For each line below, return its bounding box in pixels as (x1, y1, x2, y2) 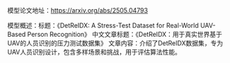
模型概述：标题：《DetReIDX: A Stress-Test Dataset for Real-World (7, 21, 200, 30)
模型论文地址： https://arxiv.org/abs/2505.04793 (7, 6, 149, 14)
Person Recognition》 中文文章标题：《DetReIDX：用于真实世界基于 (27, 30, 223, 38)
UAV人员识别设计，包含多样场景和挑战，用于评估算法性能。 (7, 48, 182, 56)
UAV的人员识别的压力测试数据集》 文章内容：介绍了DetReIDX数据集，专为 (7, 39, 224, 47)
